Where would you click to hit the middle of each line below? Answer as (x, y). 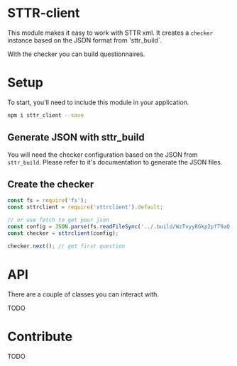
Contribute (40, 337)
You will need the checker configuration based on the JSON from (103, 155)
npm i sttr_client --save (45, 115)
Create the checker (51, 184)
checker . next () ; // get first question (66, 246)
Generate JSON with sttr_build (76, 137)
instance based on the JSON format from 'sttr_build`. (85, 40)
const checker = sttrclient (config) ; (63, 233)
